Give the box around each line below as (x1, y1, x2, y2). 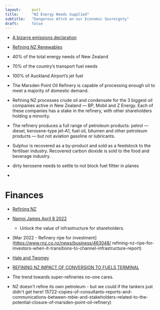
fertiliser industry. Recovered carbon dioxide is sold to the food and (12, 148, 150, 154)
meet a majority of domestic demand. (12, 88, 89, 94)
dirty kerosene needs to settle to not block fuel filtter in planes (12, 163, 139, 169)
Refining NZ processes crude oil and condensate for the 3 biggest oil (12, 97, 153, 103)
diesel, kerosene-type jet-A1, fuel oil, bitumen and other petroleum (12, 128, 147, 134)
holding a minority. (12, 113, 50, 119)
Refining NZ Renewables (12, 44, 63, 50)
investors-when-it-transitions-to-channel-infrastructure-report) (12, 245, 142, 251)
